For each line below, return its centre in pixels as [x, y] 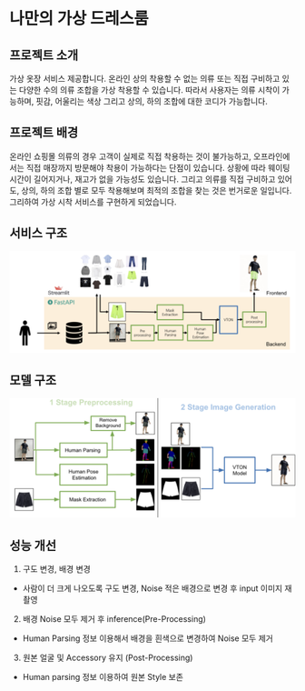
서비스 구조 [39, 233]
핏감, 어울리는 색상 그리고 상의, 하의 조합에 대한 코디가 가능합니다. [152, 101]
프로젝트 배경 [44, 133]
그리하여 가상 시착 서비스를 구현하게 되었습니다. [93, 202]
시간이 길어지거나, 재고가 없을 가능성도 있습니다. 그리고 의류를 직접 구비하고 [143, 179]
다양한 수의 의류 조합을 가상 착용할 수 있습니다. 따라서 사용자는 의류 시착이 [149, 90]
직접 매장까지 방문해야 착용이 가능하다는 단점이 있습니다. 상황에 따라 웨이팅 [158, 167]
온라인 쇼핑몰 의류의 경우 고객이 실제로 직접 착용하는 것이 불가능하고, [130, 156]
